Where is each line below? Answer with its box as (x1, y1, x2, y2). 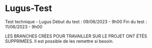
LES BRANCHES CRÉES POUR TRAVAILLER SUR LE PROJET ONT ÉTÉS (5, 33, 147, 39)
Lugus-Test (5, 3, 52, 14)
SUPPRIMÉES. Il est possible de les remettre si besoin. (5, 38, 114, 44)
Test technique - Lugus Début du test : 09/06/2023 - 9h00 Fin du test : (5, 19, 147, 24)
